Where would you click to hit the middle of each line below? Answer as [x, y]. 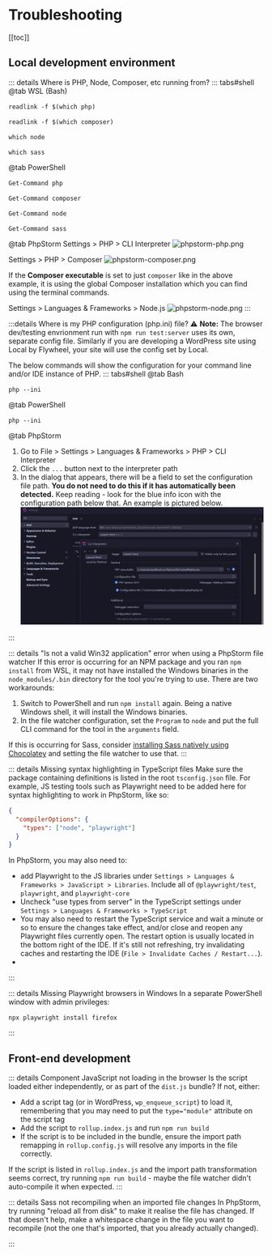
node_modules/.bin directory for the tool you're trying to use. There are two [134, 679]
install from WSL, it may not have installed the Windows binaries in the [128, 670]
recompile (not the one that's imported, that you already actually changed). [134, 1228]
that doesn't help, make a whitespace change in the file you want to [121, 1219]
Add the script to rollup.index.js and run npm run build [115, 1128]
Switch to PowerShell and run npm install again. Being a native [126, 703]
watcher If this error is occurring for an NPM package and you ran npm [125, 662]
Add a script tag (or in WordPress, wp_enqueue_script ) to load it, [126, 1102]
